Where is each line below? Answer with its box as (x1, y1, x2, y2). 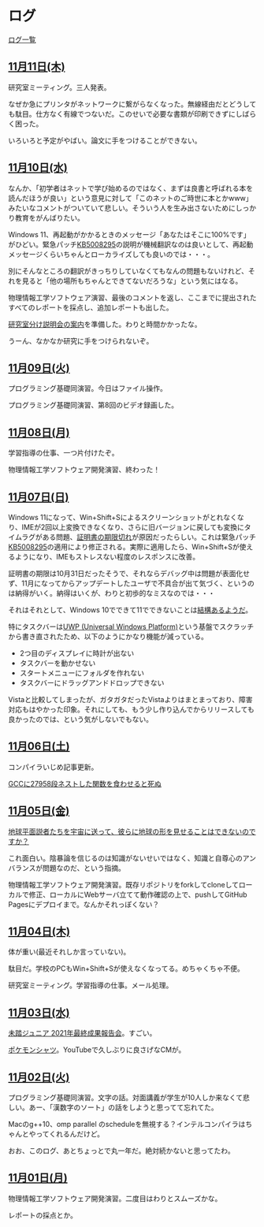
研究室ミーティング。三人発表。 (8, 82, 112, 91)
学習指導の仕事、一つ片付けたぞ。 (8, 448, 119, 458)
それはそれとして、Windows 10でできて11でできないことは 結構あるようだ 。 (8, 605, 253, 615)
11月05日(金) (8, 805, 70, 818)
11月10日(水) (8, 161, 69, 174)
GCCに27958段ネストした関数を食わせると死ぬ (8, 779, 162, 788)
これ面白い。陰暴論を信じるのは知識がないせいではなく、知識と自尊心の (8, 853, 243, 863)
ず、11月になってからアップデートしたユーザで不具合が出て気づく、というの (8, 578, 255, 588)
